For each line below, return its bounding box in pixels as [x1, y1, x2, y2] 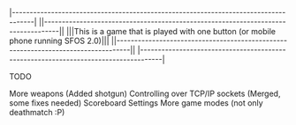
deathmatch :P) [9, 107, 65, 117]
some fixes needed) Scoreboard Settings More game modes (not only [9, 98, 263, 108]
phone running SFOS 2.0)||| [9, 35, 110, 46]
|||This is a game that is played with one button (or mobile [65, 26, 277, 36]
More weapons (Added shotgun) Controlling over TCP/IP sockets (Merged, [9, 88, 281, 99]
